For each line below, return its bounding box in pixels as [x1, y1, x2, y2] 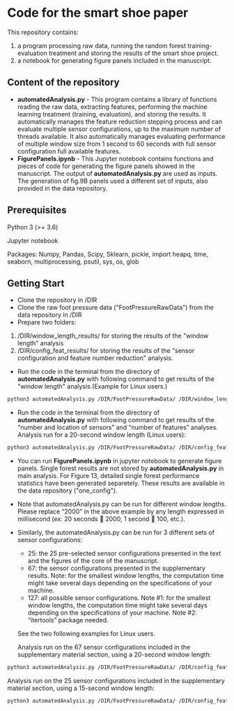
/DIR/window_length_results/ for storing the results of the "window [17, 331, 209, 340]
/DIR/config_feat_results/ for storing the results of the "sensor [17, 347, 195, 355]
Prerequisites [7, 204, 67, 216]
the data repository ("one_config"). [17, 486, 118, 495]
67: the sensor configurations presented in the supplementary [27, 564, 205, 573]
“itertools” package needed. [27, 616, 109, 624]
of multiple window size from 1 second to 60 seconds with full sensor [17, 140, 217, 148]
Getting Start [7, 277, 65, 289]
